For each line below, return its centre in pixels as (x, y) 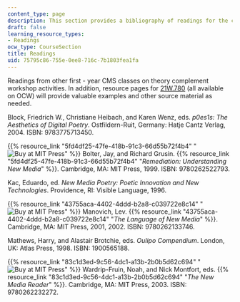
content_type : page (36, 14)
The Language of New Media (157, 219)
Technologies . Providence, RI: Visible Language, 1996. (87, 190)
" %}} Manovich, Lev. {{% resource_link (123, 212)
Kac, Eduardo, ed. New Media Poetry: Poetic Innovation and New (103, 182)
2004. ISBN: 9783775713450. (51, 132)
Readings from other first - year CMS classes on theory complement (108, 80)
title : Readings (31, 54)
